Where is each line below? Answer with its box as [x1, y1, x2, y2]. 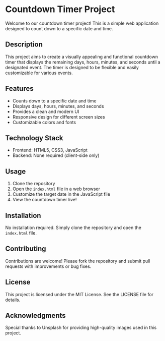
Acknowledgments [5, 311, 66, 320]
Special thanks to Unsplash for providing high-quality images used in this [5, 324, 157, 331]
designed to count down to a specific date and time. [5, 25, 113, 31]
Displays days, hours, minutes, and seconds [12, 103, 104, 109]
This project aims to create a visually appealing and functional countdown [5, 53, 158, 60]
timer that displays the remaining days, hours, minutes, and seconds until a [5, 59, 160, 65]
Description [5, 40, 43, 49]
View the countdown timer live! [12, 197, 77, 203]
